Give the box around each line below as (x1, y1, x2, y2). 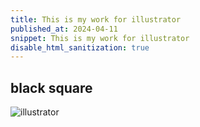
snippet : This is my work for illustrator (10, 33, 190, 43)
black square (10, 79, 93, 96)
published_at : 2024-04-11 (10, 24, 118, 34)
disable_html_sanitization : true (10, 42, 150, 53)
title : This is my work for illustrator (10, 14, 182, 25)
